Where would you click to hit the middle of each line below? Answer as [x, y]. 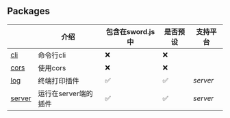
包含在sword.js [130, 31]
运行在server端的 [66, 93]
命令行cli [52, 55]
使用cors [52, 68]
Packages [28, 11]
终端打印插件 [59, 80]
